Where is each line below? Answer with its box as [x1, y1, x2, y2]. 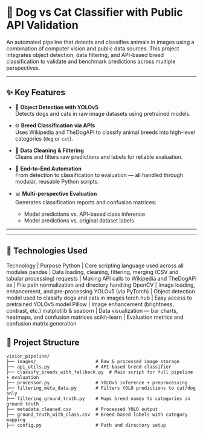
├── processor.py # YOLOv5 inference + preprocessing [6, 380, 188, 386]
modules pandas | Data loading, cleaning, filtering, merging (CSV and [6, 268, 179, 275]
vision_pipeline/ [6, 353, 50, 359]
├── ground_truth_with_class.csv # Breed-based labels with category [6, 412, 188, 418]
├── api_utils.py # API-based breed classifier [6, 364, 172, 370]
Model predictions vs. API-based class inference [24, 210, 146, 218]
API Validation [6, 18, 79, 32]
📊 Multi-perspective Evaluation [14, 190, 97, 197]
